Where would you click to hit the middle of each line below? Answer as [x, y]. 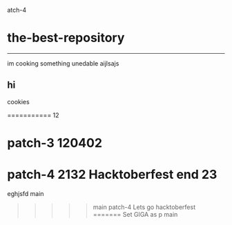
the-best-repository [66, 38]
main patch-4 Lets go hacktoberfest [144, 207]
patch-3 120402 [55, 143]
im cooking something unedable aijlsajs [63, 63]
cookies [18, 101]
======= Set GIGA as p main [135, 214]
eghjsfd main [26, 193]
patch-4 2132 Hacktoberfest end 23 [112, 175]
